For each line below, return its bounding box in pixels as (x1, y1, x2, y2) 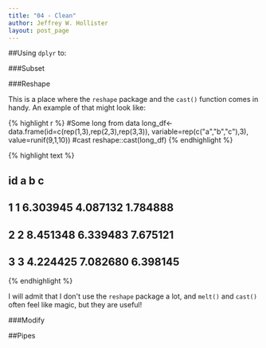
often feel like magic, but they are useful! (8, 300, 143, 310)
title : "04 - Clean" (8, 11, 77, 20)
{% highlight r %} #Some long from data (8, 119, 141, 128)
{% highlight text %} (8, 151, 75, 160)
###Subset (8, 64, 45, 73)
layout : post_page (8, 26, 69, 34)
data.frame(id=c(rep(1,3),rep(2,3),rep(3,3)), (8, 127, 150, 136)
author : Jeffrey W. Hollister (8, 19, 109, 27)
